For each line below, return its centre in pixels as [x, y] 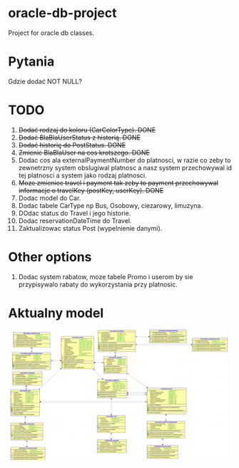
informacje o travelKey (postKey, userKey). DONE [91, 190]
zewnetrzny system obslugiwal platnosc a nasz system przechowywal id [125, 167]
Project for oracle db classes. [51, 33]
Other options [50, 257]
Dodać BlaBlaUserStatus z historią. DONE [80, 137]
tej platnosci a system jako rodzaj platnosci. [82, 175]
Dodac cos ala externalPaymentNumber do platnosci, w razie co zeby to [124, 160]
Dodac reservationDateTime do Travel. [75, 220]
